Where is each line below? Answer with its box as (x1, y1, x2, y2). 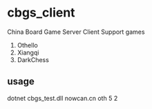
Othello (17, 41, 38, 49)
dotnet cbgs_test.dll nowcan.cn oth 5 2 (7, 94, 118, 102)
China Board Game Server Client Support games (7, 28, 145, 36)
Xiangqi (17, 48, 39, 57)
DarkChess (17, 55, 50, 63)
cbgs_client (7, 5, 75, 21)
